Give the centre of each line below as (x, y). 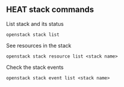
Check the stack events (35, 67)
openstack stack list (33, 35)
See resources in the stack (39, 45)
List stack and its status (35, 24)
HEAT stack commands (50, 10)
